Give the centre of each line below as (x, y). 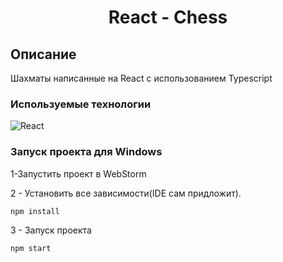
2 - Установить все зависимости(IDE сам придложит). (126, 193)
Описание (43, 54)
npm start (31, 248)
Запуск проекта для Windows (86, 152)
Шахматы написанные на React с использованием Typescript (141, 78)
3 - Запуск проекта (51, 230)
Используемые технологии (81, 104)
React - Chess (168, 17)
